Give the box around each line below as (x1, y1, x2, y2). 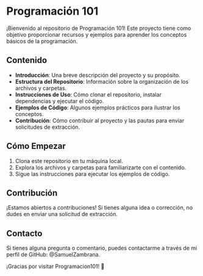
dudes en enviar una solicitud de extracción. (6, 211, 118, 218)
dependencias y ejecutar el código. (15, 97, 104, 104)
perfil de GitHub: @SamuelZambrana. (6, 251, 101, 258)
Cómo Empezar (6, 141, 66, 151)
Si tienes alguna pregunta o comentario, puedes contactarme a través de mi (6, 244, 198, 252)
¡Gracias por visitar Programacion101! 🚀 (6, 263, 105, 270)
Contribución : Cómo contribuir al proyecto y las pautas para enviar (15, 117, 185, 124)
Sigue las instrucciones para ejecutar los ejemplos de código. (15, 170, 170, 178)
